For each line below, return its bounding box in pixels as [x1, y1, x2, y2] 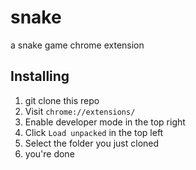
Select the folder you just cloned [24, 137, 160, 149]
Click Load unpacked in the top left [24, 126, 164, 138]
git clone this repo [24, 94, 100, 106]
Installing [10, 68, 70, 85]
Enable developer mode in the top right [24, 116, 186, 128]
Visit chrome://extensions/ [24, 105, 136, 117]
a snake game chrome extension [10, 39, 145, 51]
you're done [24, 147, 75, 160]
